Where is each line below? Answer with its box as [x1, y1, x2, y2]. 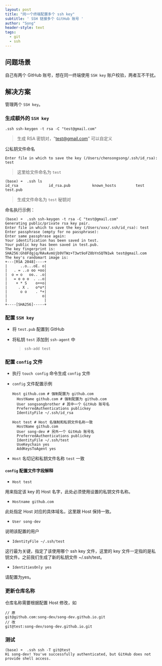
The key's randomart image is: [5, 255, 69, 260]
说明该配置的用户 [5, 528, 39, 534]
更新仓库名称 [5, 587, 36, 594]
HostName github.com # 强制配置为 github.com [17, 397, 107, 402]
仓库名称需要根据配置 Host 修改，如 [5, 600, 77, 605]
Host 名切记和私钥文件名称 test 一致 [12, 456, 85, 462]
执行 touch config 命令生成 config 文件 [12, 370, 91, 376]
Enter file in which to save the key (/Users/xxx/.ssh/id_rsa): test [5, 225, 149, 230]
